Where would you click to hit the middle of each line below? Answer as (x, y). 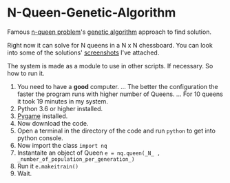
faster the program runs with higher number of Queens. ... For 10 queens (120, 94)
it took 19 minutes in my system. (63, 101)
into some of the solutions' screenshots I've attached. (83, 52)
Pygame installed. (42, 116)
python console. (40, 138)
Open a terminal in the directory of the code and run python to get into (116, 131)
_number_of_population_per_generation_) (76, 159)
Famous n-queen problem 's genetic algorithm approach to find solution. (109, 32)
